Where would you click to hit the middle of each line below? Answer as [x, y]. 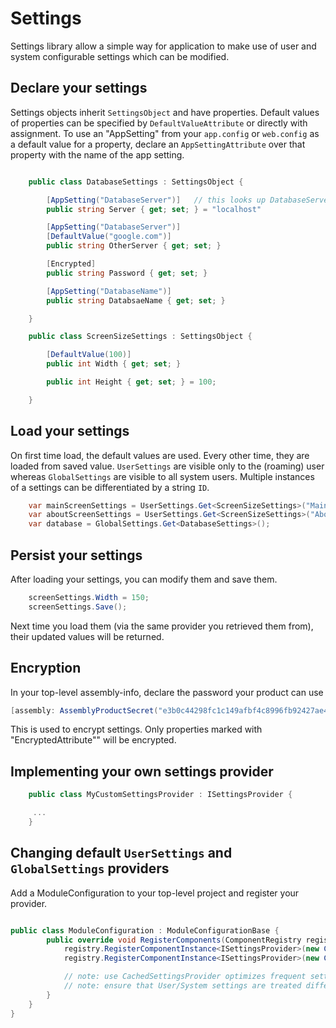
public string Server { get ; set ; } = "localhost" [154, 209]
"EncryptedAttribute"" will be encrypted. [93, 740]
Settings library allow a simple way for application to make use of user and [163, 46]
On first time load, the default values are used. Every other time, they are [160, 455]
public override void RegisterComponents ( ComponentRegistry [174, 940]
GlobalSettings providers [90, 868]
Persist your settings [76, 555]
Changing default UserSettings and [121, 853]
